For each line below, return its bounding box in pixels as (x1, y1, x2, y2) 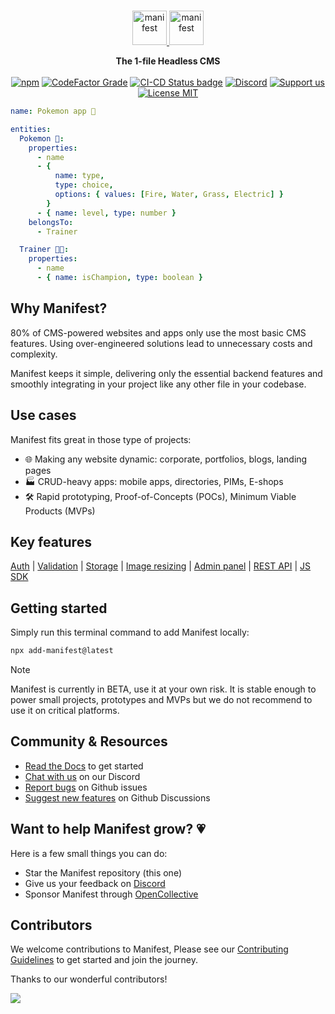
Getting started (10, 600, 108, 617)
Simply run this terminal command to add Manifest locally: (10, 626, 250, 639)
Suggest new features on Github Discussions (24, 791, 211, 804)
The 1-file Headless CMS (115, 55, 221, 67)
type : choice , (54, 180, 114, 190)
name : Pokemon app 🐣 (10, 106, 97, 116)
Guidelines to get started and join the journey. (10, 954, 198, 966)
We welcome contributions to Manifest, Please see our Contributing (10, 943, 289, 955)
